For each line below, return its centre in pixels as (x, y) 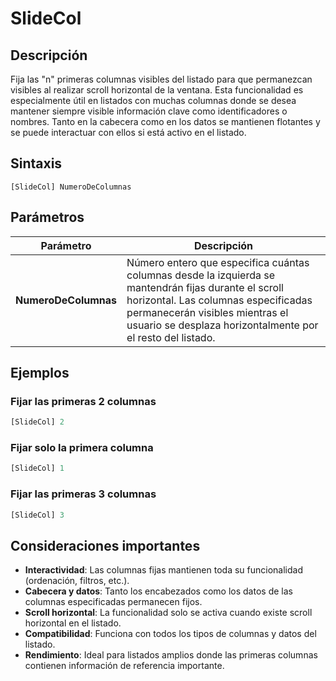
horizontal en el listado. (73, 623)
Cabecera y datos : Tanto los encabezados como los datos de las (158, 591)
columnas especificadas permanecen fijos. (113, 602)
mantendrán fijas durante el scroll (205, 287)
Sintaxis (36, 163)
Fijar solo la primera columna (82, 448)
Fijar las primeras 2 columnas (83, 401)
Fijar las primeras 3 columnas (83, 494)
